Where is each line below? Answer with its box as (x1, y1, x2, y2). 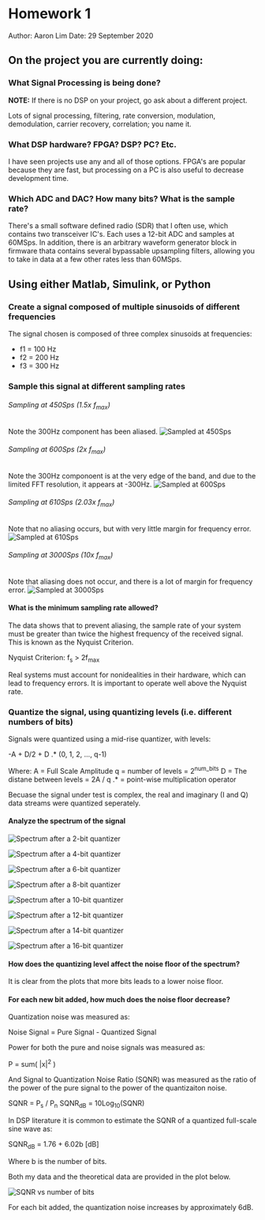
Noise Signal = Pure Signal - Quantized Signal (8, 1027, 157, 1037)
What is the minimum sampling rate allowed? (8, 603, 159, 613)
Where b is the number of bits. (8, 1156, 107, 1166)
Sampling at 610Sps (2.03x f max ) (8, 497, 115, 509)
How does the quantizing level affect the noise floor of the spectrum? (8, 959, 241, 968)
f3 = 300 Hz (19, 361, 60, 370)
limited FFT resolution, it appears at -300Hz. (8, 479, 152, 489)
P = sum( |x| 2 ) (8, 1058, 57, 1069)
